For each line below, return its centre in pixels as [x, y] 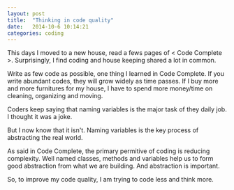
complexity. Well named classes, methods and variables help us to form [110, 159]
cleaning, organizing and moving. [55, 96]
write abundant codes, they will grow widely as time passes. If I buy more [113, 81]
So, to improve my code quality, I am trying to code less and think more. [111, 180]
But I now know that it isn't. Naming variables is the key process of [103, 130]
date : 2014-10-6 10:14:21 [48, 26]
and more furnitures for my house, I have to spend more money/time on [110, 88]
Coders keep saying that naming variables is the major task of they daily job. [117, 109]
